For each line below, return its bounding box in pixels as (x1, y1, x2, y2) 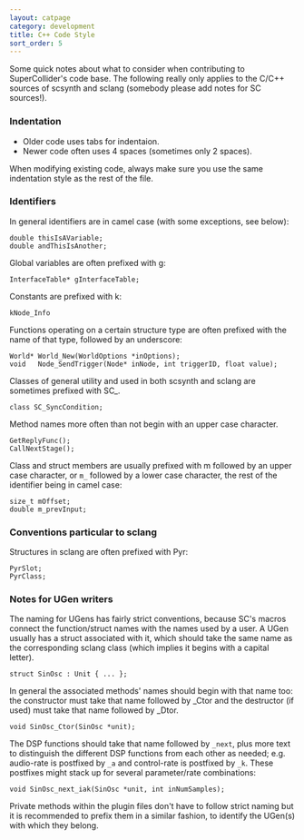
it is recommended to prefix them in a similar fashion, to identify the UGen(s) (9, 810, 296, 822)
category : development (9, 22, 95, 31)
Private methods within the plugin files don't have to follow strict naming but (9, 801, 294, 812)
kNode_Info (9, 308, 51, 318)
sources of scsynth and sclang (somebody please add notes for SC (9, 83, 261, 94)
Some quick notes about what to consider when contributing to (9, 64, 245, 74)
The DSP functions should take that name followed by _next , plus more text (9, 738, 291, 749)
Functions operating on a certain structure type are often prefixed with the (9, 324, 288, 335)
